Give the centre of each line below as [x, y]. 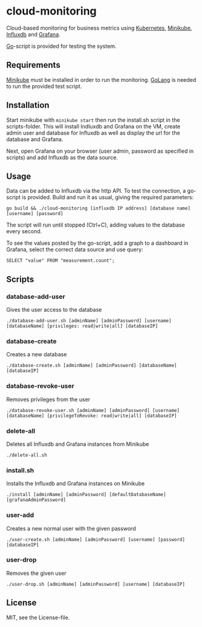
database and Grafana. [35, 139]
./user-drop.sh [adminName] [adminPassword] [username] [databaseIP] [96, 584]
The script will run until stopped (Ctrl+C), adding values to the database [96, 225]
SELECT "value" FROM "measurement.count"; [60, 261]
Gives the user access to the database [54, 310]
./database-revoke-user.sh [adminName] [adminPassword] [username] [93, 410]
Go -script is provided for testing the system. [61, 46]
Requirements [33, 65]
